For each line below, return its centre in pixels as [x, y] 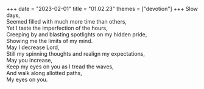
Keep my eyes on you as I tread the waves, [60, 67]
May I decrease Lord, [33, 47]
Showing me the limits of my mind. [50, 41]
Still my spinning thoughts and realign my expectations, [76, 54]
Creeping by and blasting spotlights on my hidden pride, [77, 35]
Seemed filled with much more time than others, [66, 21]
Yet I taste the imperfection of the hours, [57, 28]
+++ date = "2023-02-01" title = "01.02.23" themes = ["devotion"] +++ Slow [102, 9]
